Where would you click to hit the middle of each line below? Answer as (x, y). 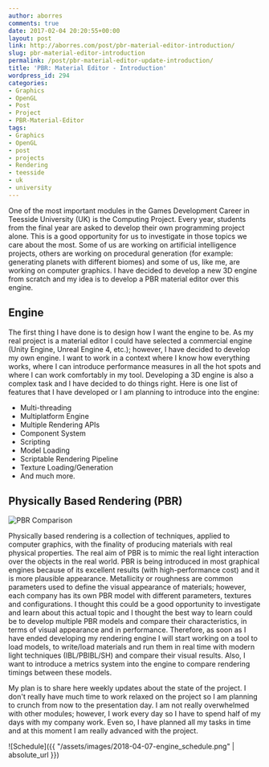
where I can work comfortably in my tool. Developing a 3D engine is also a (131, 375)
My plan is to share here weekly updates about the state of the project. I (127, 688)
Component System (53, 433)
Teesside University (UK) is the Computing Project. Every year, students (127, 219)
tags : (17, 128)
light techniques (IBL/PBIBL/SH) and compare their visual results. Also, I (127, 655)
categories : (28, 83)
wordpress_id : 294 (39, 76)
